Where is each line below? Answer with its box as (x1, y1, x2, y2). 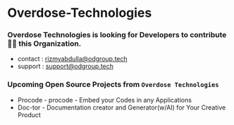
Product (17, 110, 41, 119)
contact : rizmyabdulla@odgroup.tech (17, 55, 128, 63)
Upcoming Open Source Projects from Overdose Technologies (7, 79, 219, 89)
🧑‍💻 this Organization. (7, 39, 82, 48)
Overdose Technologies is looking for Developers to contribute (7, 30, 227, 40)
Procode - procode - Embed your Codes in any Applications (17, 96, 192, 104)
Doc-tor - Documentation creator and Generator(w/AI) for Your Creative (17, 103, 226, 112)
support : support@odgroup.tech (17, 62, 114, 71)
